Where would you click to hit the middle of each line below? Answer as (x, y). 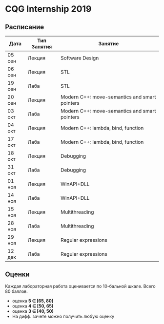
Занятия (42, 47)
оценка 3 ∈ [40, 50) (33, 311)
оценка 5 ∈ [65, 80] (33, 301)
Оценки (18, 275)
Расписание (25, 27)
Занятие (109, 44)
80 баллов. (17, 291)
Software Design (80, 58)
